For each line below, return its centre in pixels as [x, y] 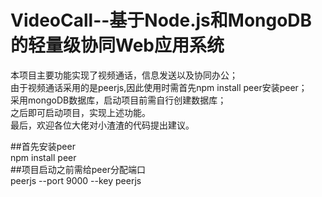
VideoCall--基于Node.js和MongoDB [161, 20]
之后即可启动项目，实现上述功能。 [80, 112]
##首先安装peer [43, 146]
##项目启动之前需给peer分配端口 [78, 169]
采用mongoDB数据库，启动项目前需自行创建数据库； [118, 100]
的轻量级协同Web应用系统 [117, 45]
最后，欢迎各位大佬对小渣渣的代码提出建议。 [102, 125]
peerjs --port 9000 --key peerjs [76, 180]
